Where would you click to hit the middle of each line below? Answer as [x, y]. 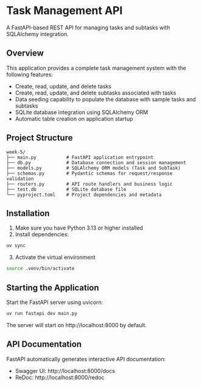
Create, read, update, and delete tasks [63, 86]
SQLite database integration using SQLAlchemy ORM [82, 112]
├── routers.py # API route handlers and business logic [89, 184]
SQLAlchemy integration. [37, 34]
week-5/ [16, 152]
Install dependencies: [42, 234]
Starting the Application [53, 288]
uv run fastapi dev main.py [42, 313]
